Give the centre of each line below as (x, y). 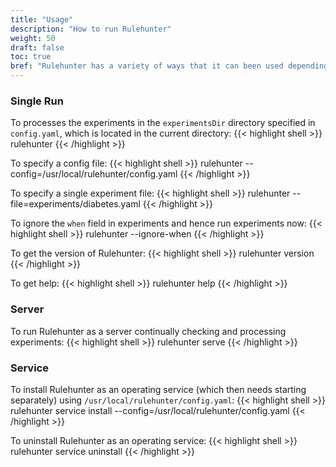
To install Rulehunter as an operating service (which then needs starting (158, 389)
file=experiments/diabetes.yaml (75, 204)
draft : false (37, 47)
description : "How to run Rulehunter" (91, 29)
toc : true (31, 57)
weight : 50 (33, 38)
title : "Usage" (42, 19)
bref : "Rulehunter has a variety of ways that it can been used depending (169, 66)
